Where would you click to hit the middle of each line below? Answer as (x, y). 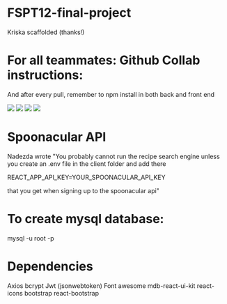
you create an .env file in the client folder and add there (87, 164)
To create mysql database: (86, 219)
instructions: (45, 75)
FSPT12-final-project (69, 13)
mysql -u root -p (31, 238)
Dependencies (50, 266)
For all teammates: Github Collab (104, 60)
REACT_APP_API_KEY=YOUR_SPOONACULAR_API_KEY (86, 177)
